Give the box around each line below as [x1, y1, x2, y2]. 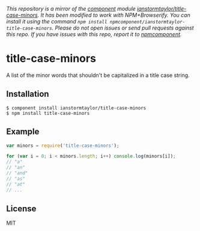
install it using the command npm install [6, 18, 108, 25]
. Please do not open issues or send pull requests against [52, 24, 194, 31]
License [6, 203, 37, 214]
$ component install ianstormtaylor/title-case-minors [6, 105, 147, 111]
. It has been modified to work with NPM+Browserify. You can [37, 11, 190, 19]
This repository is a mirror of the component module [6, 5, 136, 12]
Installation [6, 89, 49, 99]
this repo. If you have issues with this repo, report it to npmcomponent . [6, 31, 182, 38]
